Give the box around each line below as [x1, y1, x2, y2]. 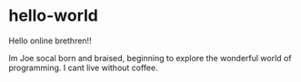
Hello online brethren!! [8, 35, 92, 46]
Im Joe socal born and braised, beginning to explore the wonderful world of [8, 52, 292, 63]
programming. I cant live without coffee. [8, 62, 158, 73]
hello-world [8, 5, 99, 26]
